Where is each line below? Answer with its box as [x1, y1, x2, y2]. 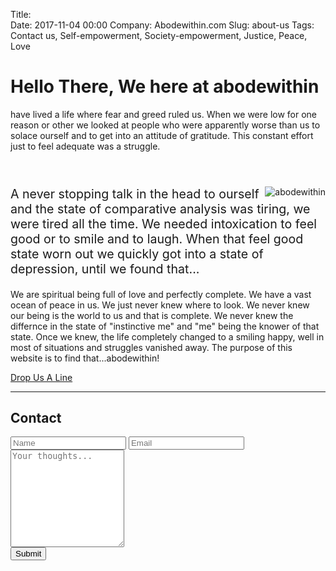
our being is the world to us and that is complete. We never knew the [10, 309, 294, 321]
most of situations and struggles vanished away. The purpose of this [10, 341, 293, 353]
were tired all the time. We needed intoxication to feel [10, 215, 318, 232]
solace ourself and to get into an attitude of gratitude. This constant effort [10, 129, 314, 141]
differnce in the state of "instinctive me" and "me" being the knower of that [10, 320, 320, 332]
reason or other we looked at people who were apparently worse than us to [10, 119, 321, 131]
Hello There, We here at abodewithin [10, 75, 320, 98]
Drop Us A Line [10, 371, 73, 383]
